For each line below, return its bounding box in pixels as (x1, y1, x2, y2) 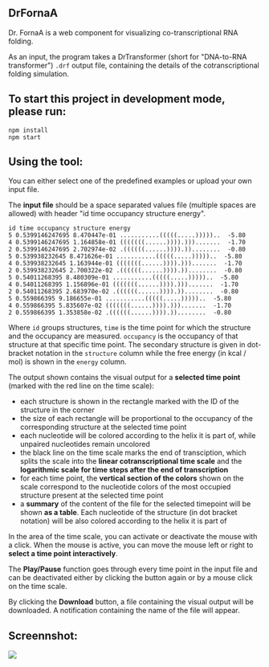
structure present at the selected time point (19, 490, 164, 501)
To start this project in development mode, (8, 92, 226, 106)
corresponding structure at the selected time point (19, 422, 187, 432)
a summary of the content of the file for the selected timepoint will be (19, 499, 251, 509)
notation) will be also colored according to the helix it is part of (19, 516, 227, 526)
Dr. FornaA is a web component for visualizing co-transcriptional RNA (8, 27, 238, 37)
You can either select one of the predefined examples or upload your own (8, 176, 253, 186)
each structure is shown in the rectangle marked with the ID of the (19, 397, 239, 407)
